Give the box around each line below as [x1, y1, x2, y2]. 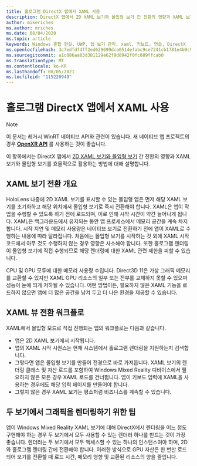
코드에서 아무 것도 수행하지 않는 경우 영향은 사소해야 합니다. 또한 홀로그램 [6, 239, 174, 246]
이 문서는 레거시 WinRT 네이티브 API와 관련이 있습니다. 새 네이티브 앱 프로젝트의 [6, 133, 189, 140]
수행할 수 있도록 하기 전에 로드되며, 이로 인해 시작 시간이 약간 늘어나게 [16, 210, 176, 217]
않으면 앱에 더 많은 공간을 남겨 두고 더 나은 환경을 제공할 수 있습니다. [21, 289, 178, 296]
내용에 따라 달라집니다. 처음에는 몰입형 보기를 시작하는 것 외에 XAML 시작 [21, 232, 189, 239]
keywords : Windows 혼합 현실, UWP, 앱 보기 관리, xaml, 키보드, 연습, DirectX [6, 42, 186, 48]
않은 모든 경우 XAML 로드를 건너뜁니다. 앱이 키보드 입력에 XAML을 [30, 373, 183, 380]
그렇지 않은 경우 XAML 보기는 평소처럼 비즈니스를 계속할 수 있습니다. [14, 388, 172, 395]
